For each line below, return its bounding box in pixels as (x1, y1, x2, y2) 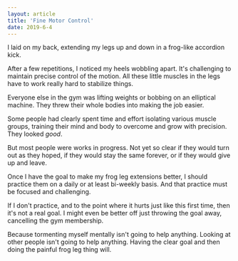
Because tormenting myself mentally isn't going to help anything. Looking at (7, 230, 231, 239)
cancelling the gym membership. (7, 216, 104, 225)
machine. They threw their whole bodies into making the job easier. (7, 101, 205, 110)
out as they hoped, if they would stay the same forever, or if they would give (7, 151, 231, 160)
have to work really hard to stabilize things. (7, 80, 134, 88)
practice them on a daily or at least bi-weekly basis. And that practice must (7, 180, 228, 188)
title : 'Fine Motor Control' (7, 17, 94, 24)
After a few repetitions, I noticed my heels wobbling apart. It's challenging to (7, 65, 232, 73)
